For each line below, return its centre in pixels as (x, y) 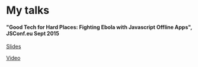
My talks (28, 10)
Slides (14, 47)
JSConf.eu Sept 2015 (33, 33)
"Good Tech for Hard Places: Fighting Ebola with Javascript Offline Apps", (99, 27)
